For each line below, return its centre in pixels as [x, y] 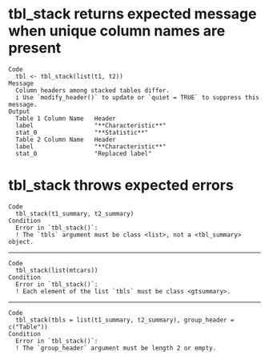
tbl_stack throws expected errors [121, 186]
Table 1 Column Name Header [66, 118]
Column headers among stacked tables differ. [93, 90]
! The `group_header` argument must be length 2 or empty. [116, 348]
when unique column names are [117, 31]
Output [19, 111]
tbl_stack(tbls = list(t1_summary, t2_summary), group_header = [125, 320]
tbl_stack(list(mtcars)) [57, 270]
